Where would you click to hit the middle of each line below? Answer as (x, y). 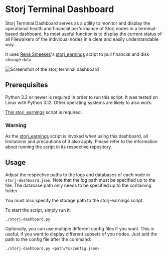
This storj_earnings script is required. (44, 112)
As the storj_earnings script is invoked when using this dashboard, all (77, 136)
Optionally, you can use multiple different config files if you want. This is (80, 228)
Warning (16, 125)
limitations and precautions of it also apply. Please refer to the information (81, 142)
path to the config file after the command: (48, 239)
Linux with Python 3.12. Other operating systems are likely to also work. (79, 102)
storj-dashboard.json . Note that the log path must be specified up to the (80, 180)
